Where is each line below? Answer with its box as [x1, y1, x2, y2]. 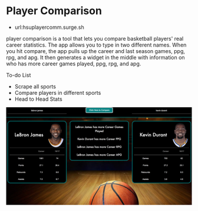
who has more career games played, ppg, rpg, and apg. [6, 60, 141, 67]
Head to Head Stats [14, 95, 63, 103]
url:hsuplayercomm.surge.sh [14, 24, 84, 31]
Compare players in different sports [14, 89, 101, 96]
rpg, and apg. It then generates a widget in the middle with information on [6, 54, 185, 61]
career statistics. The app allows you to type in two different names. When [6, 41, 187, 48]
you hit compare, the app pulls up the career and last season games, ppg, [6, 47, 186, 54]
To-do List [6, 71, 31, 78]
